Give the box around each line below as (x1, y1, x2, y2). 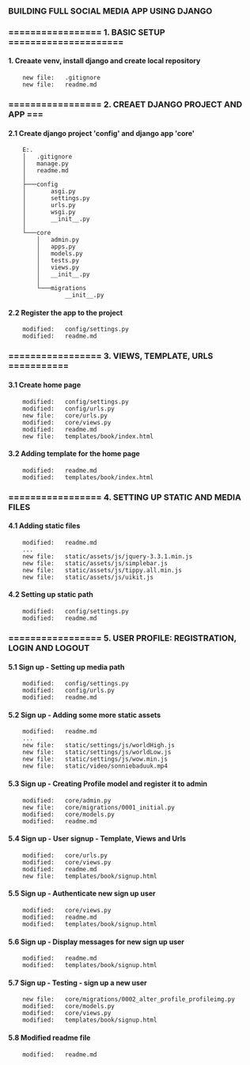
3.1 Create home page (8, 380, 81, 389)
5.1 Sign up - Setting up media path (8, 662, 125, 671)
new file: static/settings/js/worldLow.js (22, 749, 172, 757)
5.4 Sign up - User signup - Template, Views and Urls (8, 834, 187, 844)
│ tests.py (36, 257, 80, 265)
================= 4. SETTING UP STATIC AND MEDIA (8, 492, 241, 503)
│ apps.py (36, 243, 77, 251)
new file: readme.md (22, 81, 97, 89)
